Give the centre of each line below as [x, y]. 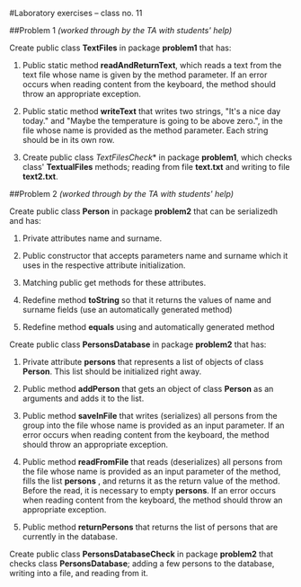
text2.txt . [40, 176]
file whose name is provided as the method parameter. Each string [145, 130]
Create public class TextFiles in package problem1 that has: [120, 48]
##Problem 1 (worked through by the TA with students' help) [121, 30]
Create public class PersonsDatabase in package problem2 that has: [138, 344]
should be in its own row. [68, 140]
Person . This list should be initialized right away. [112, 371]
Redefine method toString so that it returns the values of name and [147, 300]
